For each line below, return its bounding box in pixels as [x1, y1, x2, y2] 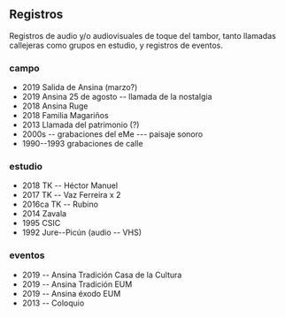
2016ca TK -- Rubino [21, 199, 99, 210]
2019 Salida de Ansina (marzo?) [21, 82, 138, 93]
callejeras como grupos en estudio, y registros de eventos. [9, 40, 224, 50]
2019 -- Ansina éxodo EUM [21, 288, 121, 298]
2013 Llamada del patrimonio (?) [21, 119, 140, 131]
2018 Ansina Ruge [21, 101, 89, 111]
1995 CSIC [21, 218, 61, 229]
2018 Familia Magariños [21, 110, 109, 121]
